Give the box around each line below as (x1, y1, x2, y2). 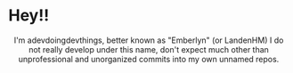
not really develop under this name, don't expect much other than (28, 44, 269, 54)
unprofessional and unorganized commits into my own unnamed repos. (18, 53, 280, 64)
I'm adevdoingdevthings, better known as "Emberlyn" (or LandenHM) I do (13, 35, 284, 45)
